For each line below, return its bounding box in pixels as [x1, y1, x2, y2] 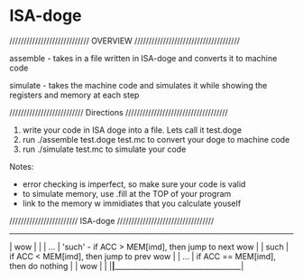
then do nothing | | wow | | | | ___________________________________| [9, 260, 244, 271]
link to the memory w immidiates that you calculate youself [22, 198, 242, 209]
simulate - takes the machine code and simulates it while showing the [9, 79, 268, 90]
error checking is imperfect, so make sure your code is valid [22, 178, 246, 190]
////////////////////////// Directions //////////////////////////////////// [9, 107, 228, 117]
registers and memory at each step [9, 89, 140, 100]
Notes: [9, 161, 34, 172]
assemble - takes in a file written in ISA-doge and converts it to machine [9, 52, 278, 63]
